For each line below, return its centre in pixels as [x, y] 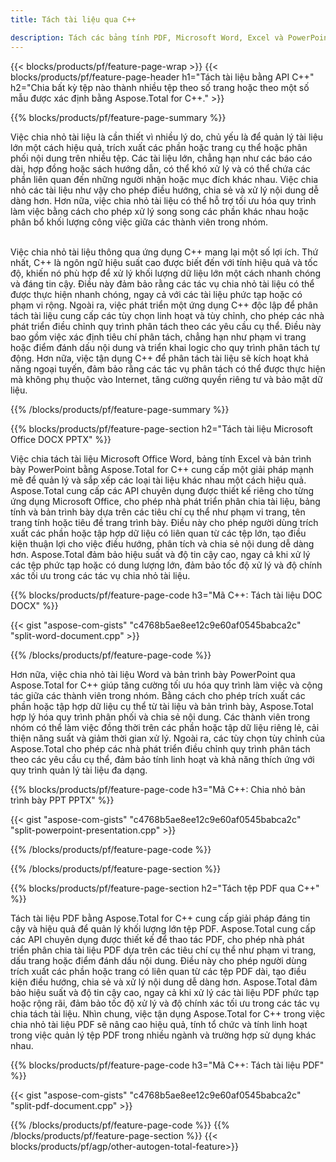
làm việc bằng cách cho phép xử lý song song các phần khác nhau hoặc [160, 211]
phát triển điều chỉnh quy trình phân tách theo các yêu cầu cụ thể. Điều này [166, 326]
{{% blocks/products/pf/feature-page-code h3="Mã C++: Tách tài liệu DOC [166, 595]
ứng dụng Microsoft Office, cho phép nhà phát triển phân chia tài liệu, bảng [165, 501]
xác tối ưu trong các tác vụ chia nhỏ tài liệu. [100, 575]
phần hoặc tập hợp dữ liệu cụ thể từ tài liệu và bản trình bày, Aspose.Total [162, 706]
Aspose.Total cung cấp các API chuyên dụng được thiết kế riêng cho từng [162, 490]
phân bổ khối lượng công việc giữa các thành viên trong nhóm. [139, 222]
